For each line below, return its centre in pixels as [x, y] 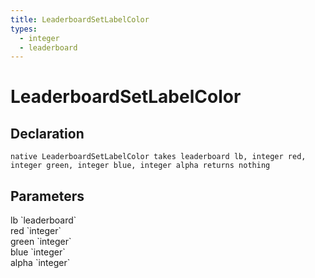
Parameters [47, 196]
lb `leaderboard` [43, 220]
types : [24, 29]
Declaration [47, 133]
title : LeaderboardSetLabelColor [80, 19]
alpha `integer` [40, 263]
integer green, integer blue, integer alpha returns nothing [140, 166]
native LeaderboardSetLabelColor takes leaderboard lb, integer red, [158, 157]
